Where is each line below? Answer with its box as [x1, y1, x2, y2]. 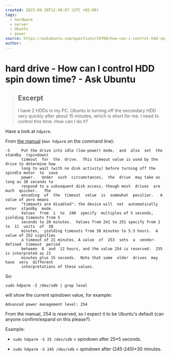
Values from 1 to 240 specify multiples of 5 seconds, [21, 210, 154, 216]
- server [10, 21, 28, 27]
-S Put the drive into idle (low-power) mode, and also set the [5, 148, 163, 153]
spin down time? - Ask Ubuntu [5, 74, 136, 85]
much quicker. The [5, 188, 51, 193]
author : [5, 41, 22, 46]
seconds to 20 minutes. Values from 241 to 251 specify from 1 [21, 219, 160, 225]
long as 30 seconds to [5, 179, 53, 184]
